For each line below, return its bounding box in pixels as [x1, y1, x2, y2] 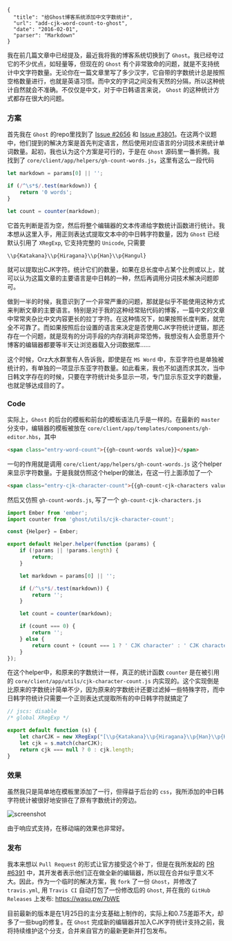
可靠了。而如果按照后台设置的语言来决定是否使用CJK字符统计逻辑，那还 [19, 323, 225, 331]
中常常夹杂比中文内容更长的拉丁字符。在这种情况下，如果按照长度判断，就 [7, 315, 219, 323]
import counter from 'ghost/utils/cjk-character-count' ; [7, 516, 175, 523]
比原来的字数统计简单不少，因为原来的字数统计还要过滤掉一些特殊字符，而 [7, 685, 219, 694]
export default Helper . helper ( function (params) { [7, 541, 156, 548]
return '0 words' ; [19, 189, 72, 196]
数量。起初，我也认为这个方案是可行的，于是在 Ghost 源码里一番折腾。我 [12, 147, 220, 156]
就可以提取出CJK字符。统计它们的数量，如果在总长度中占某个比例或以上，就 [7, 265, 225, 273]
